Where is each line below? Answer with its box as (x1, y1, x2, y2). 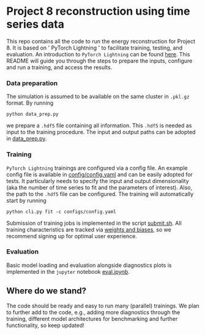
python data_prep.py (6, 111, 59, 118)
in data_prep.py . (6, 135, 47, 142)
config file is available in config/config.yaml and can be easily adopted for (6, 170, 193, 178)
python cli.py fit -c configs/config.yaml (6, 208, 116, 215)
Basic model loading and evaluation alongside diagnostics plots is (6, 262, 172, 269)
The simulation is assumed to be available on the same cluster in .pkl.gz (6, 93, 190, 100)
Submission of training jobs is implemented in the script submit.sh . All (6, 219, 182, 227)
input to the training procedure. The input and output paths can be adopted (6, 129, 196, 136)
